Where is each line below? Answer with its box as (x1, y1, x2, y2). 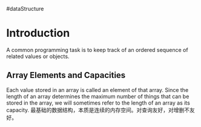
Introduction (6, 27, 70, 40)
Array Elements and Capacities (6, 70, 126, 80)
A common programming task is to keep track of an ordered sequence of (6, 46, 189, 53)
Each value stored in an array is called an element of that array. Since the (6, 86, 189, 93)
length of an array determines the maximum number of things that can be (6, 93, 189, 100)
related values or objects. (6, 53, 70, 60)
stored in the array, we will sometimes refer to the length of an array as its (6, 99, 191, 106)
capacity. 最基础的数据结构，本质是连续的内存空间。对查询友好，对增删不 (6, 106, 190, 114)
